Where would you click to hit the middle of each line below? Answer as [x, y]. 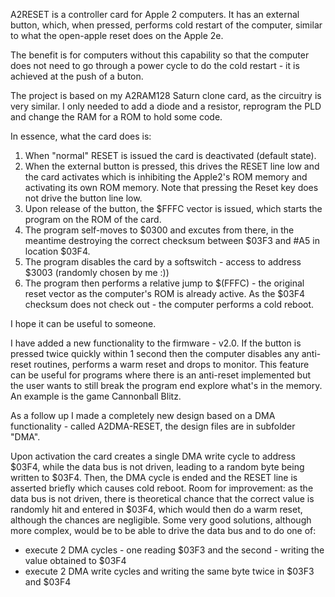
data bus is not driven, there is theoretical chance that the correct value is [162, 498]
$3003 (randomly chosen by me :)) [97, 272]
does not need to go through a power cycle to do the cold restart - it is [155, 65]
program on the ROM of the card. [93, 219]
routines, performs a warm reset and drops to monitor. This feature [171, 364]
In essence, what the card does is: [81, 136]
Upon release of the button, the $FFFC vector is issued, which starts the [173, 208]
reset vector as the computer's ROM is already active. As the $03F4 [165, 293]
